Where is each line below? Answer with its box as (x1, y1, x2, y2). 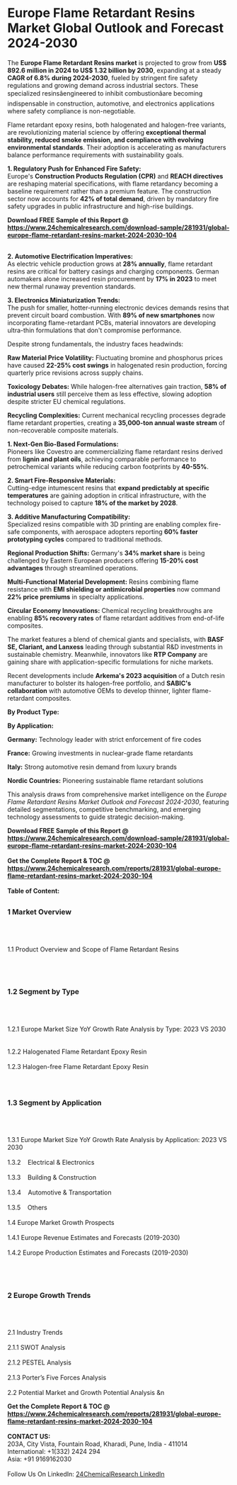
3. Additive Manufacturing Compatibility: (7, 512, 131, 521)
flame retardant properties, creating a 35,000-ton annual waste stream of (7, 418, 225, 427)
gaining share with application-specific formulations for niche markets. (7, 657, 214, 666)
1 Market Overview (7, 907, 72, 917)
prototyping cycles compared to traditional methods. (7, 535, 163, 543)
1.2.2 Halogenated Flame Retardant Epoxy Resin (7, 1047, 147, 1056)
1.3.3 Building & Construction (7, 1173, 97, 1182)
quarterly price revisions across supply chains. (7, 368, 144, 377)
